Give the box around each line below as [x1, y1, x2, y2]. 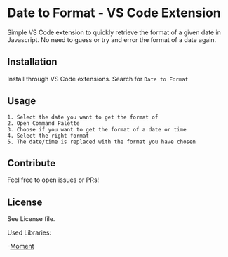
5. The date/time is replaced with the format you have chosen [7, 138, 196, 145]
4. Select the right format [7, 132, 90, 139]
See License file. [7, 215, 55, 223]
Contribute [7, 157, 56, 169]
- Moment [7, 242, 34, 251]
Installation [7, 56, 58, 68]
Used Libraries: [7, 228, 51, 237]
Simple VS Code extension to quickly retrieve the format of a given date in [7, 28, 221, 37]
